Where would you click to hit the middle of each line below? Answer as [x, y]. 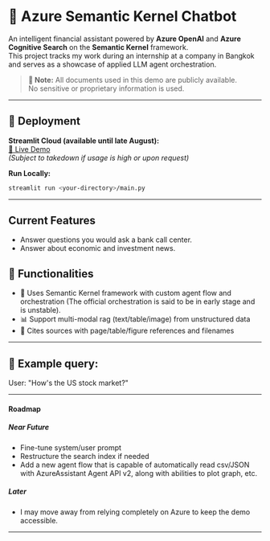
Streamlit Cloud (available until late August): [84, 141]
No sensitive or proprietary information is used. [106, 88]
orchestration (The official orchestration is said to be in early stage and [137, 301]
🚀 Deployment [44, 121]
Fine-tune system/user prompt [71, 447]
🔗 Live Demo [29, 149]
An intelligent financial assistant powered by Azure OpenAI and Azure [125, 39]
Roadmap [25, 408]
